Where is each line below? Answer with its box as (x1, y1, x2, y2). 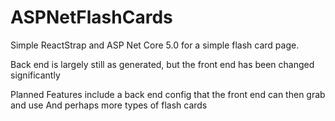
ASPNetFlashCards (10, 6, 173, 29)
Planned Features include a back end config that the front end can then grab (10, 88, 326, 100)
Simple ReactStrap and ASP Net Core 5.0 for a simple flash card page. (10, 39, 300, 51)
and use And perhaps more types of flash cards (10, 99, 208, 111)
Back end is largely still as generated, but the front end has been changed (10, 58, 315, 70)
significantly (10, 69, 61, 81)
